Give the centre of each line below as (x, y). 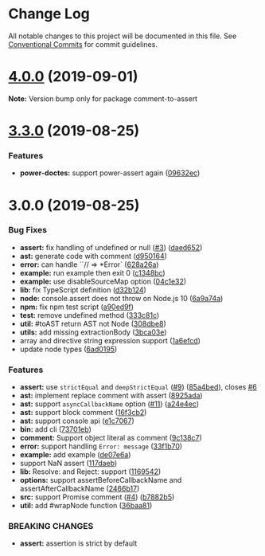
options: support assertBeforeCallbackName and (101, 480)
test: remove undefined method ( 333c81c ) (90, 315)
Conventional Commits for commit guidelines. (83, 44)
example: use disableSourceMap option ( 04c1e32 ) (103, 281)
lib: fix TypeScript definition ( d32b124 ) (83, 290)
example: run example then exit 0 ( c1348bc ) (92, 272)
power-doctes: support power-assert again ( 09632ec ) (110, 173)
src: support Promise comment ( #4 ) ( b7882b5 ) (97, 497)
